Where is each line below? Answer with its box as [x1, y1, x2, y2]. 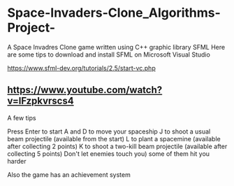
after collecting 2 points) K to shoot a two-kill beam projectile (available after [7, 142, 228, 150]
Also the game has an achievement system [7, 170, 131, 179]
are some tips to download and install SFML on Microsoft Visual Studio [7, 50, 211, 59]
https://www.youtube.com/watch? [7, 84, 163, 96]
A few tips [7, 113, 36, 122]
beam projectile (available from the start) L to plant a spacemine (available [7, 134, 221, 143]
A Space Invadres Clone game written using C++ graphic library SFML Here [7, 43, 226, 51]
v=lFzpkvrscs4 [7, 95, 75, 107]
